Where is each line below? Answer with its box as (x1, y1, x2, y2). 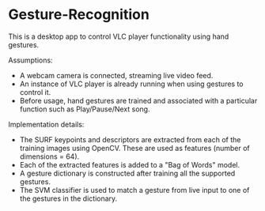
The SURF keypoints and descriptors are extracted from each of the (19, 134, 241, 144)
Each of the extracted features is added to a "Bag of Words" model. (19, 160, 240, 169)
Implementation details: (8, 119, 85, 129)
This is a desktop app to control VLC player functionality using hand (8, 32, 229, 41)
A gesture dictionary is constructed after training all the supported (19, 168, 236, 178)
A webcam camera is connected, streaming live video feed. (19, 70, 214, 80)
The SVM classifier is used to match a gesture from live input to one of (19, 185, 250, 194)
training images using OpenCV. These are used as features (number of (19, 143, 251, 153)
